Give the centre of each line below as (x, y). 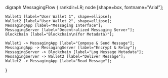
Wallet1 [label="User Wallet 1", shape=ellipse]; (59, 17)
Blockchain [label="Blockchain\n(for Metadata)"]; (60, 34)
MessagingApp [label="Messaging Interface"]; (54, 25)
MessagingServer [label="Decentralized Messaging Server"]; (70, 30)
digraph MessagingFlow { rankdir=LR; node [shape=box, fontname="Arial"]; (84, 7)
